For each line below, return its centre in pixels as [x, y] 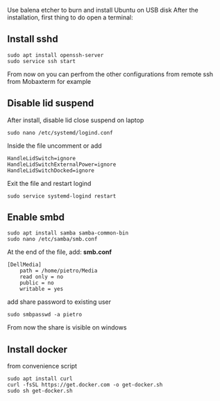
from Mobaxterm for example [49, 81]
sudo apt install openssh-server [56, 55]
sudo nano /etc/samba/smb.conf [52, 239]
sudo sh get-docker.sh [40, 391]
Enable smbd [36, 217]
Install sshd [33, 39]
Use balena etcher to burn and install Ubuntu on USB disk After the [103, 10]
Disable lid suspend [51, 103]
